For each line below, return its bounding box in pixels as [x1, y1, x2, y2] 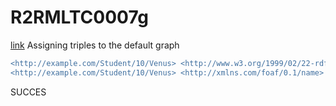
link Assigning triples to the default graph [10, 39, 180, 51]
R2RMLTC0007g [10, 6, 149, 29]
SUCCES [10, 86, 47, 98]
